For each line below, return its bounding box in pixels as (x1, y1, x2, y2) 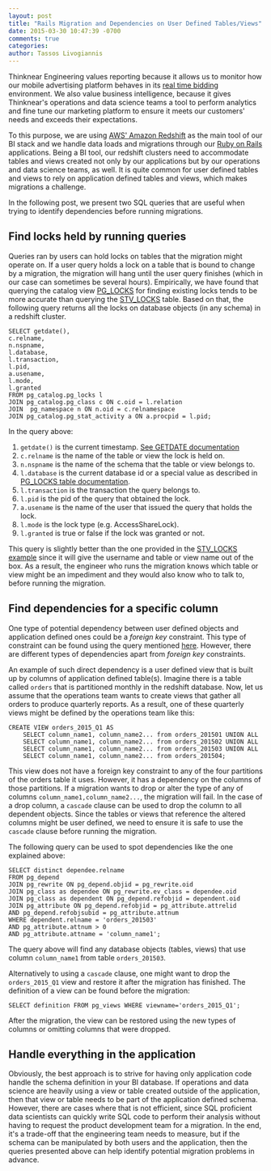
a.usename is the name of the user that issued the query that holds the (19, 502, 252, 512)
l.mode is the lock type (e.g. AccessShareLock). (19, 519, 180, 529)
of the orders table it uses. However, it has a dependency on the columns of (8, 774, 261, 784)
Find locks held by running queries (8, 230, 187, 244)
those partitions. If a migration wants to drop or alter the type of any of (8, 783, 244, 793)
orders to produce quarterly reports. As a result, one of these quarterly (8, 699, 244, 709)
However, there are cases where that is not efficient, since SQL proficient (8, 1103, 252, 1114)
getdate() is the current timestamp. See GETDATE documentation (19, 442, 240, 452)
